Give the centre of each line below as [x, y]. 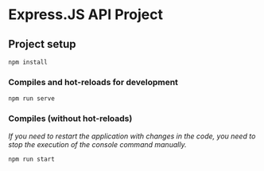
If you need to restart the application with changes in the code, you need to [132, 136]
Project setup [43, 44]
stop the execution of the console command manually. [97, 144]
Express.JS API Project [85, 15]
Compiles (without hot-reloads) [70, 119]
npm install [28, 62]
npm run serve [32, 99]
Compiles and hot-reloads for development [93, 82]
